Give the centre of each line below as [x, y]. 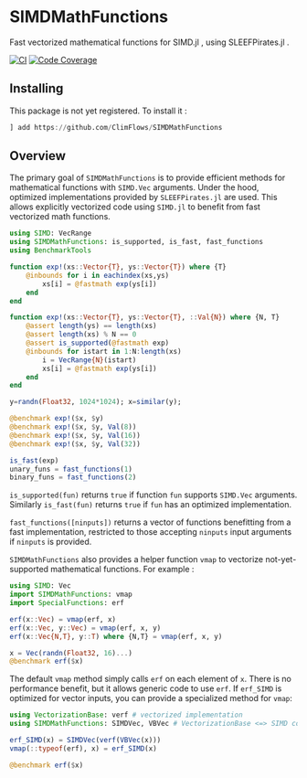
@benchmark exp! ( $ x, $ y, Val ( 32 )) [75, 444]
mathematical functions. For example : [122, 570]
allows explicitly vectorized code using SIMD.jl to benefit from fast [135, 207]
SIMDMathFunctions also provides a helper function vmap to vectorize [136, 560]
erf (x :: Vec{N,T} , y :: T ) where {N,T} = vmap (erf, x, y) [116, 636]
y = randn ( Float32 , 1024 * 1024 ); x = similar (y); [95, 402]
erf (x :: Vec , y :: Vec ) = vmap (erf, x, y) [85, 628]
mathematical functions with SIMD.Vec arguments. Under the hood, [134, 187]
